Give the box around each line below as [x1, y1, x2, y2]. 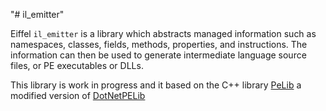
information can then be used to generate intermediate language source [10, 49, 307, 61]
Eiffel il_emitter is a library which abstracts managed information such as [10, 28, 317, 39]
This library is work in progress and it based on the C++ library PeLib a [10, 79, 302, 91]
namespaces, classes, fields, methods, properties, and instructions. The [10, 39, 308, 50]
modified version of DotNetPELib [10, 90, 146, 101]
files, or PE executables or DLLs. [10, 60, 144, 71]
